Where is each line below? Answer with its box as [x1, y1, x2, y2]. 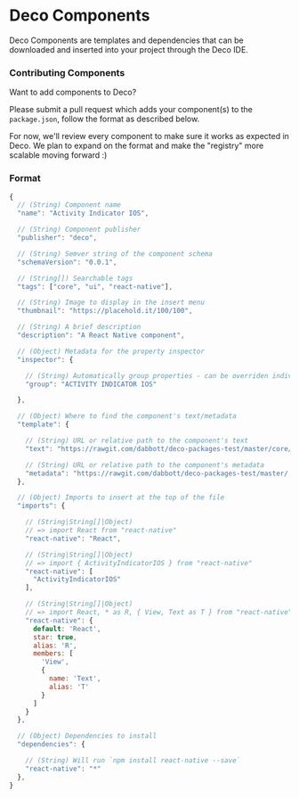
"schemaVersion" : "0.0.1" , [17, 258, 117, 267]
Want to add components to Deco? [9, 86, 137, 98]
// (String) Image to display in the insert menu [17, 298, 205, 308]
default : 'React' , [32, 624, 101, 633]
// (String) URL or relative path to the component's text [25, 436, 249, 446]
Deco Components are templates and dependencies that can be [9, 35, 244, 45]
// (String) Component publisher [17, 225, 141, 234]
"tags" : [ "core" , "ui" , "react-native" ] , [17, 282, 174, 291]
